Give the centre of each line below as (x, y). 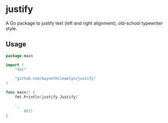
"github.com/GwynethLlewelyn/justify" (55, 79)
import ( (15, 65)
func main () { (21, 92)
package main (19, 56)
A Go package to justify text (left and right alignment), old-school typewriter (84, 23)
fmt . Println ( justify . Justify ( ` (48, 97)
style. (11, 28)
